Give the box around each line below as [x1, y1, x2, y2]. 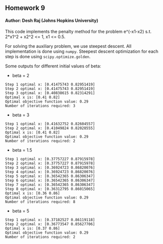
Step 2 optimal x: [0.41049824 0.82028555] [5, 126, 95, 131]
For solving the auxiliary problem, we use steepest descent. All [5, 43, 132, 49]
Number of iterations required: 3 [5, 103, 76, 108]
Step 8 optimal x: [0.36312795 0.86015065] [5, 186, 95, 191]
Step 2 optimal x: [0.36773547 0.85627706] [5, 222, 95, 226]
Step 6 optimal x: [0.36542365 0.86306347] [5, 178, 95, 183]
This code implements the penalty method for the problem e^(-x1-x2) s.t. [5, 28, 152, 34]
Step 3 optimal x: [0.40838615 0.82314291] [5, 90, 95, 95]
